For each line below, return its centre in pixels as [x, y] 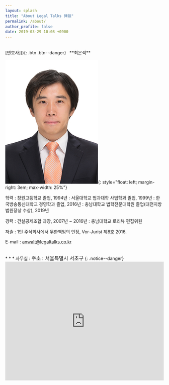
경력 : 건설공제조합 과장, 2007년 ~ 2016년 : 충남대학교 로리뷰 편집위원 [74, 221]
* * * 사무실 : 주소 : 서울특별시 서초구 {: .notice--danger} [65, 258]
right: [11, 187]
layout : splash [21, 11]
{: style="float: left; [117, 182]
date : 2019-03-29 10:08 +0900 [37, 32]
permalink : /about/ [26, 21]
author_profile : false [29, 27]
